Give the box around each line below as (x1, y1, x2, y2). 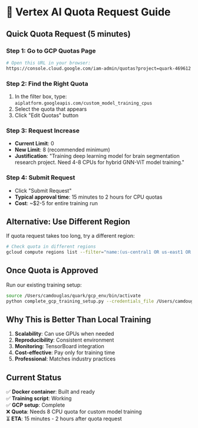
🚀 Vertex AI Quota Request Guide (6, 5, 171, 19)
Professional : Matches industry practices (14, 355, 116, 362)
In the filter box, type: (14, 93, 67, 100)
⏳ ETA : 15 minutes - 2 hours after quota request (6, 415, 122, 422)
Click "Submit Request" (14, 187, 72, 194)
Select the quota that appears (14, 105, 87, 112)
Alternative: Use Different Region (6, 216, 131, 226)
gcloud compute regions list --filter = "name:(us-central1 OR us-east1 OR (6, 249, 192, 255)
